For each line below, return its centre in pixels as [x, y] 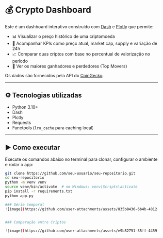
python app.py [19, 196]
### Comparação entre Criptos [36, 222]
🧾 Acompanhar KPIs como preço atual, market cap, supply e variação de [85, 43]
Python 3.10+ [25, 107]
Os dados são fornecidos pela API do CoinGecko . [54, 75]
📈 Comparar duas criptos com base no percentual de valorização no [81, 54]
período [20, 61]
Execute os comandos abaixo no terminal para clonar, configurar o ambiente [81, 159]
